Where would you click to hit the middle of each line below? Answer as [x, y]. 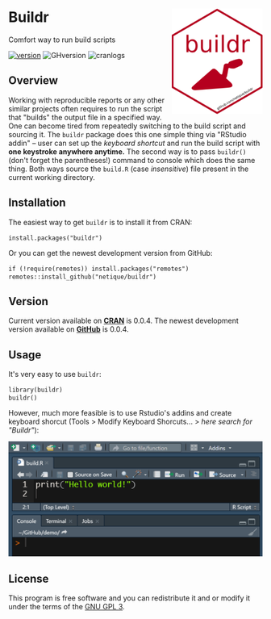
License [29, 578]
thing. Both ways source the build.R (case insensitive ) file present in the [129, 169]
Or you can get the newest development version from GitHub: [110, 253]
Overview [33, 81]
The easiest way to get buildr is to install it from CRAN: [100, 222]
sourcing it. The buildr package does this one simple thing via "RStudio [128, 134]
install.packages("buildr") [56, 238]
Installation [37, 203]
